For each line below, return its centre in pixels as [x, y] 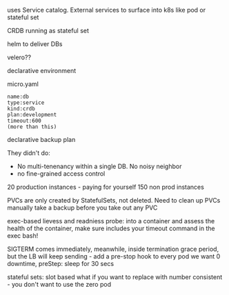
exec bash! [23, 236]
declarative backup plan [41, 140]
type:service [26, 103]
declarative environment [42, 71]
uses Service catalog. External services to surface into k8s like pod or [107, 10]
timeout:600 [24, 121]
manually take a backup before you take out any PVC [82, 207]
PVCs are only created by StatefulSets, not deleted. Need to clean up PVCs [114, 200]
